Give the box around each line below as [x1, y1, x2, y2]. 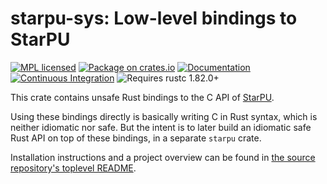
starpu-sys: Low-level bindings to [10, 7, 298, 30]
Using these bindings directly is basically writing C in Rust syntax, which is [10, 110, 318, 122]
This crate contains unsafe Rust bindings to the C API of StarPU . [10, 91, 275, 103]
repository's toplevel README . [10, 162, 137, 174]
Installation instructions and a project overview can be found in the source [10, 151, 316, 163]
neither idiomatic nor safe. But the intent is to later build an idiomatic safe [10, 121, 312, 133]
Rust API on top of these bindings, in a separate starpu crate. [10, 132, 262, 144]
